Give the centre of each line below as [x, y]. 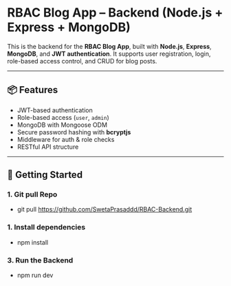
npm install [33, 242]
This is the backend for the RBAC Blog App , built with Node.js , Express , [109, 46]
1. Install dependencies [46, 227]
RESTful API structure [48, 147]
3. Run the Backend [40, 260]
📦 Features [33, 90]
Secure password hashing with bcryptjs [74, 132]
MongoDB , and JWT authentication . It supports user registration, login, [109, 54]
